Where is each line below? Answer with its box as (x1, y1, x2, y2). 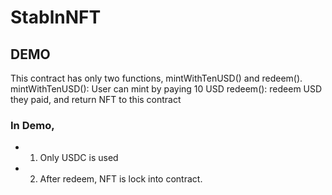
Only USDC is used (39, 152, 119, 164)
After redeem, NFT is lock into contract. (39, 173, 203, 185)
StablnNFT (10, 6, 102, 29)
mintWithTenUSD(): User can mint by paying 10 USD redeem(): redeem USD (10, 83, 323, 95)
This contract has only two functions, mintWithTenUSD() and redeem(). (10, 72, 303, 84)
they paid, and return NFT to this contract (10, 94, 182, 105)
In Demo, (10, 118, 55, 132)
